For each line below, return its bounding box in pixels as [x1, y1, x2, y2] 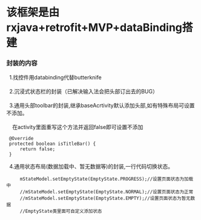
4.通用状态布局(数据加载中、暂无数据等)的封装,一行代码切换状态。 [8, 163, 174, 170]
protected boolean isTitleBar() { [8, 141, 96, 147]
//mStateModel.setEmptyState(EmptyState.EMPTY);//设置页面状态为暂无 [19, 195, 191, 202]
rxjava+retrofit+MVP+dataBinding [6, 21, 183, 35]
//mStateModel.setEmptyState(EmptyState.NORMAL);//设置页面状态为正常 [19, 189, 194, 195]
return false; [19, 146, 56, 152]
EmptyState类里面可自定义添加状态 [25, 208, 102, 215]
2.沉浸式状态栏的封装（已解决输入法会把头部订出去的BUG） [8, 88, 159, 95]
